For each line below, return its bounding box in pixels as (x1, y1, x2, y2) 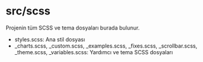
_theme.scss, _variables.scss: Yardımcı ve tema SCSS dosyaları (14, 48, 173, 55)
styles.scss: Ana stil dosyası (14, 36, 86, 43)
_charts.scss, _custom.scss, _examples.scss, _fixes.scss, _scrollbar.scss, (14, 42, 198, 49)
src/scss (5, 4, 51, 18)
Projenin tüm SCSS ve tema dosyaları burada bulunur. (5, 24, 140, 31)
